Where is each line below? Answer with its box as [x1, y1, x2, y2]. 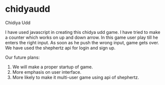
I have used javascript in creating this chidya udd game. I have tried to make [5, 29, 161, 35]
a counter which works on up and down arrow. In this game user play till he [5, 34, 159, 40]
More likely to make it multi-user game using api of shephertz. [12, 74, 140, 80]
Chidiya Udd [5, 20, 31, 26]
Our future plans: [5, 54, 40, 60]
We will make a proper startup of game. [12, 64, 93, 70]
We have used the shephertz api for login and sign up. [5, 45, 115, 51]
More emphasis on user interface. [12, 69, 82, 75]
